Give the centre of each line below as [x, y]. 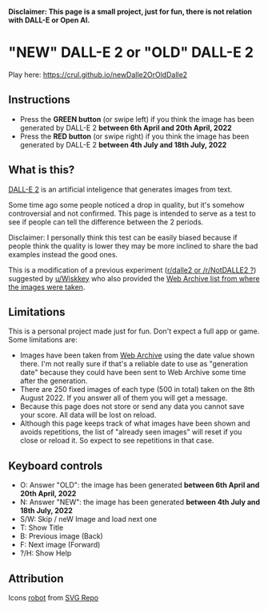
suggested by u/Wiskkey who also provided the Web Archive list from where [134, 278]
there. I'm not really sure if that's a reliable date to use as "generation [134, 364]
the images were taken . [47, 287]
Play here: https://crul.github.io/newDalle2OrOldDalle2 [98, 75]
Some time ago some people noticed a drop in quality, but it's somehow [126, 204]
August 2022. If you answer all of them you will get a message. [124, 398]
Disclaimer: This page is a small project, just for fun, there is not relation [130, 12]
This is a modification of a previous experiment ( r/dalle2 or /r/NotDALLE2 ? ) [132, 270]
